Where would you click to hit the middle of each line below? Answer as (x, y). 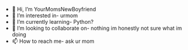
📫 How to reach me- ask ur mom (53, 41)
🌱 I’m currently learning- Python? (53, 22)
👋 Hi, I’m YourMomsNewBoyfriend (54, 9)
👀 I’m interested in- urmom (45, 15)
